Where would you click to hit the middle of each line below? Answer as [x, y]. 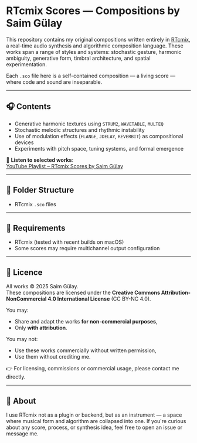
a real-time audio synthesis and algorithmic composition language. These [95, 46]
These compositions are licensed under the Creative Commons [83, 293]
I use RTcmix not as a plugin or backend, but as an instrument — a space [94, 415]
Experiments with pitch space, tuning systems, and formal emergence [99, 148]
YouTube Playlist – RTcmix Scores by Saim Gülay [65, 166]
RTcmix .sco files [35, 204]
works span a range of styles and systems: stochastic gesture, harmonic [94, 52]
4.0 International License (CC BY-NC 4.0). [99, 299]
